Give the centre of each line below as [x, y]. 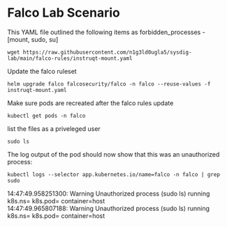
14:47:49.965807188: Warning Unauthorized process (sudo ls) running [109, 208]
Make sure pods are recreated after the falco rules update [90, 103]
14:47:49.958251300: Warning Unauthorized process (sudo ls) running [109, 194]
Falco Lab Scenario [64, 13]
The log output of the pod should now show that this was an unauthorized [113, 154]
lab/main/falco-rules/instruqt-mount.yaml [70, 58]
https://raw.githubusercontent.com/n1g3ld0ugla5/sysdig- [107, 52]
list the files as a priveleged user [54, 128]
